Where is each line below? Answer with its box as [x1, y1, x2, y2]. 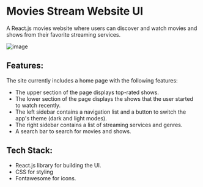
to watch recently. [15, 101, 61, 109]
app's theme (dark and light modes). [15, 114, 107, 122]
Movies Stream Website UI [6, 4, 144, 18]
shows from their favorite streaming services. [6, 31, 121, 38]
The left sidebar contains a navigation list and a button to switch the [15, 108, 186, 116]
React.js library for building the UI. [15, 161, 102, 169]
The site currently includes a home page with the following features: [6, 76, 179, 84]
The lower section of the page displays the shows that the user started [15, 95, 194, 102]
